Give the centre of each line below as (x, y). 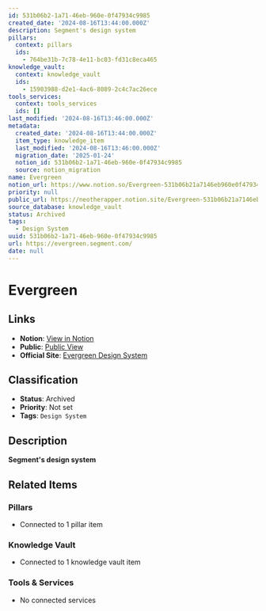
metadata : (25, 126)
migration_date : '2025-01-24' (65, 155)
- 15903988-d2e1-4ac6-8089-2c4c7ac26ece (90, 89)
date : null (26, 251)
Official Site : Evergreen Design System (84, 355)
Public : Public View (51, 347)
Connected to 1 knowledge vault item (80, 562)
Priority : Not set (46, 408)
